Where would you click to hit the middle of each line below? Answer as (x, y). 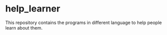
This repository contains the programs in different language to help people (83, 22)
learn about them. (24, 27)
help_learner (33, 9)
